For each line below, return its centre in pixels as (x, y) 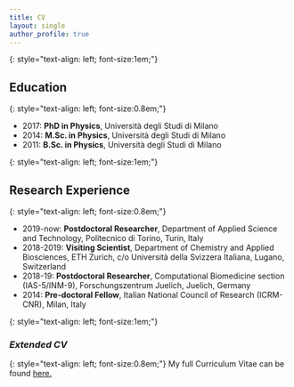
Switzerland (44, 266)
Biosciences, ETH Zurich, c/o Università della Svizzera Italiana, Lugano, (153, 257)
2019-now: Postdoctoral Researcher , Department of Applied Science (150, 229)
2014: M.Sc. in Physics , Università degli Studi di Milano (124, 135)
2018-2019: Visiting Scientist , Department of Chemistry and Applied (148, 247)
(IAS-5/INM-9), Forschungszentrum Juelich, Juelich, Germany (136, 285)
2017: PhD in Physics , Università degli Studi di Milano (120, 126)
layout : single (37, 26)
